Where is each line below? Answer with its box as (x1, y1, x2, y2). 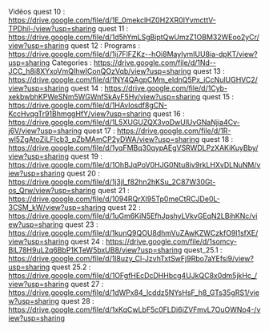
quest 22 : (107, 203, 142, 212)
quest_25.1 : (183, 245, 223, 255)
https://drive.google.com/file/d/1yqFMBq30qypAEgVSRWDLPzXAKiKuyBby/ (8, 143, 259, 152)
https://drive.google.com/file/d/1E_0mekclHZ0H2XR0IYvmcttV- (8, 15, 216, 25)
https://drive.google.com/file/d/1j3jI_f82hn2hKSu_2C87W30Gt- (8, 177, 216, 187)
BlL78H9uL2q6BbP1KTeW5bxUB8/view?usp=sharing (8, 245, 183, 255)
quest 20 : (66, 168, 100, 178)
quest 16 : (152, 109, 186, 119)
